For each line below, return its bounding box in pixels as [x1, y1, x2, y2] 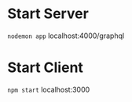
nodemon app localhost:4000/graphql [7, 31, 125, 40]
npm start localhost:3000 [7, 85, 90, 94]
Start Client [7, 59, 84, 77]
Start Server [7, 5, 90, 23]
